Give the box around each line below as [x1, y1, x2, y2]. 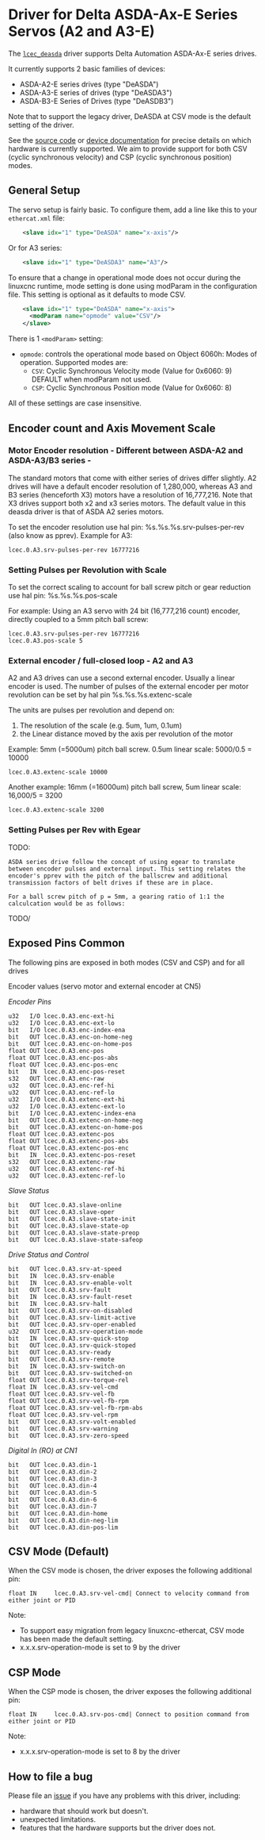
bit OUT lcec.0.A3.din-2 [8, 1468, 97, 1476]
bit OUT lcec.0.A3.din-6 [8, 1496, 97, 1504]
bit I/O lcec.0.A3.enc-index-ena [8, 1026, 126, 1034]
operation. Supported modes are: [19, 358, 128, 367]
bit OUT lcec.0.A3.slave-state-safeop [8, 1235, 144, 1243]
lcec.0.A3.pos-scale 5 [8, 637, 83, 645]
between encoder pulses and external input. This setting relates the [8, 865, 246, 873]
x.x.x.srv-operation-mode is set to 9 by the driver [19, 1642, 180, 1652]
